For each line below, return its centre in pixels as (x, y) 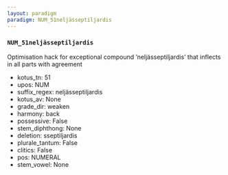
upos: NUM (33, 84)
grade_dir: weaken (43, 106)
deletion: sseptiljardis (47, 135)
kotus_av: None (39, 99)
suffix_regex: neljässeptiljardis (60, 92)
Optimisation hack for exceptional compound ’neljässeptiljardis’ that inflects (114, 57)
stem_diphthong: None (49, 128)
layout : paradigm (32, 13)
